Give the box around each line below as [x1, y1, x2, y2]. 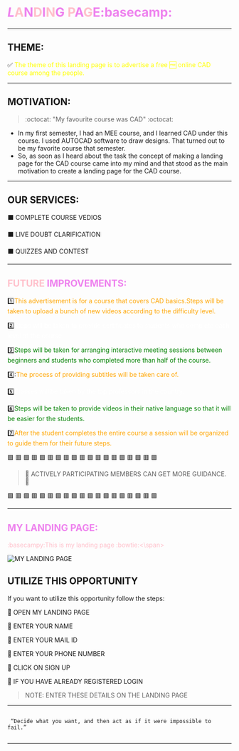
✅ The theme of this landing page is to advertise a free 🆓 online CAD [7, 60, 211, 69]
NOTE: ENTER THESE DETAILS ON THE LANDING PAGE [24, 690, 188, 700]
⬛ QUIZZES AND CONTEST [7, 247, 89, 256]
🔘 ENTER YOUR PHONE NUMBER [7, 649, 105, 657]
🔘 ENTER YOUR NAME [7, 622, 73, 630]
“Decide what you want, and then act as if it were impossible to [10, 717, 212, 725]
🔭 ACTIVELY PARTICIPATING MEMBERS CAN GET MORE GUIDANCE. [24, 470, 227, 478]
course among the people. [7, 69, 85, 77]
